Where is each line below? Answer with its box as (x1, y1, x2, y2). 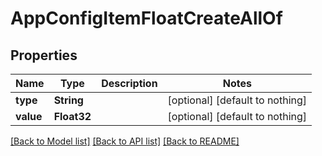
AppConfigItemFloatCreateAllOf (10, 7, 283, 30)
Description (101, 77, 158, 90)
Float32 (53, 110, 92, 123)
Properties (10, 47, 78, 64)
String (53, 93, 84, 107)
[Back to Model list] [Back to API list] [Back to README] (10, 135, 240, 147)
